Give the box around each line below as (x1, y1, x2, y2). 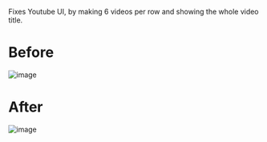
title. (8, 15, 23, 25)
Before (8, 43, 55, 62)
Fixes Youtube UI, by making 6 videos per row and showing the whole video (8, 7, 259, 16)
